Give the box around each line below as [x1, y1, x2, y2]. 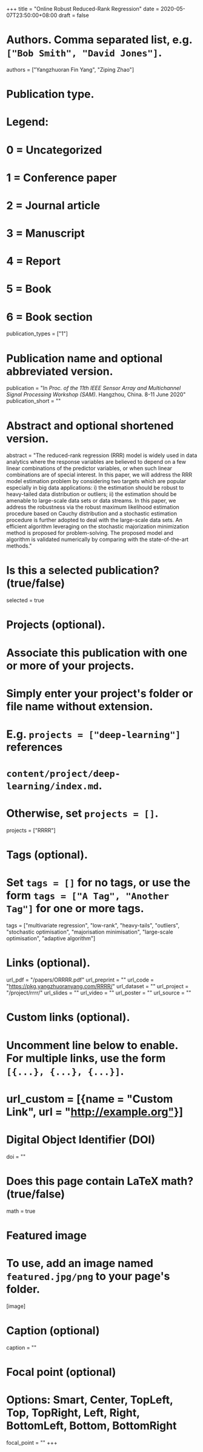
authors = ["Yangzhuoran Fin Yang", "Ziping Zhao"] [6, 66, 135, 73]
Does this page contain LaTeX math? [6, 1174, 194, 1188]
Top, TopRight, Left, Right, [6, 1406, 141, 1420]
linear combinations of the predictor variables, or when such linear [6, 465, 173, 472]
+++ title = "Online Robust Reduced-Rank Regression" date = [6, 5, 159, 12]
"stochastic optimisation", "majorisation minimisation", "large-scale [6, 928, 174, 936]
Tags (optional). [6, 848, 88, 862]
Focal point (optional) [6, 1365, 116, 1379]
